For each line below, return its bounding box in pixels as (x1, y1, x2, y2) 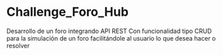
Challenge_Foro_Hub (6, 4, 129, 20)
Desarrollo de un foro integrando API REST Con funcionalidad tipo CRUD (6, 27, 212, 35)
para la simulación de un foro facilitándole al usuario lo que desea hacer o (6, 34, 216, 42)
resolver (6, 41, 30, 49)
